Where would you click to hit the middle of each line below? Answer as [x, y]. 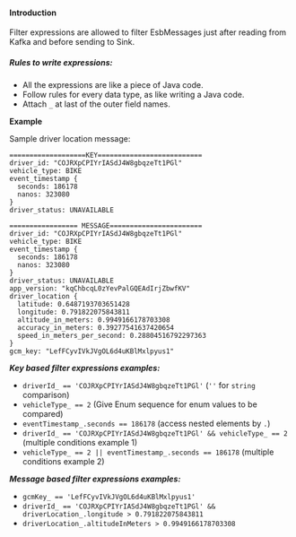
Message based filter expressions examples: [95, 479]
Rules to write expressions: [61, 62]
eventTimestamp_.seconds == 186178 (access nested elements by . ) [146, 424]
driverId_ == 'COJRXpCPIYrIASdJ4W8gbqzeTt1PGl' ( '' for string [139, 385]
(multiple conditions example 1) [80, 443]
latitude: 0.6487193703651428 [74, 305]
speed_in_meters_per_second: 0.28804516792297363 [112, 336]
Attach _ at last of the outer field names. [96, 104]
